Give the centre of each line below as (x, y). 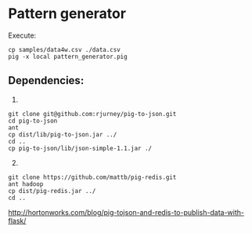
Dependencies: (46, 80)
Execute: (22, 35)
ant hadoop (26, 184)
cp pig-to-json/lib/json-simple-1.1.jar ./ (80, 148)
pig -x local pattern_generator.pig (68, 56)
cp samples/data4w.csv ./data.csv (65, 49)
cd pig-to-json (33, 121)
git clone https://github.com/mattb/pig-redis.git (92, 177)
